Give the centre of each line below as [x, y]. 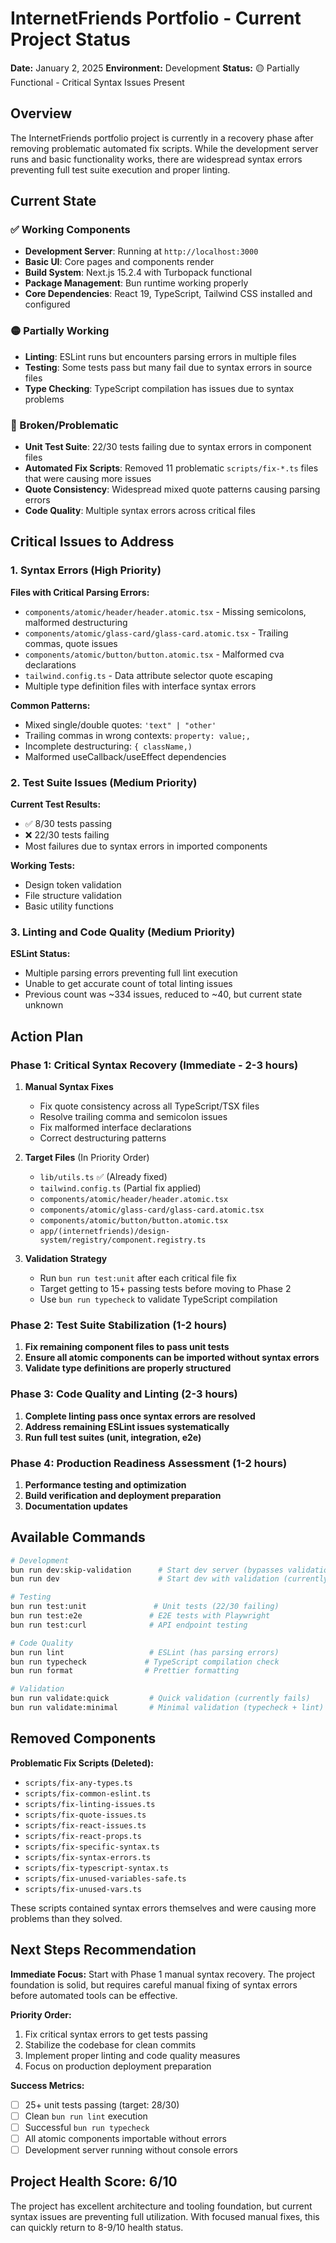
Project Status [71, 39]
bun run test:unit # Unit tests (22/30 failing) [145, 1607]
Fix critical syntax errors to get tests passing [116, 2034]
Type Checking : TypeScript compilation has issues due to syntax [159, 388]
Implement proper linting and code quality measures [132, 2055]
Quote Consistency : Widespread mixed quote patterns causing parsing [172, 489]
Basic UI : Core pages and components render [119, 262]
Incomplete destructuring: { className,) [108, 746]
